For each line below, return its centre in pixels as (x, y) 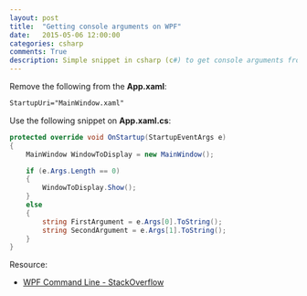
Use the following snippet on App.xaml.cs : (90, 121)
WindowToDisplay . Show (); (90, 188)
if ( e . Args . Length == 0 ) (73, 171)
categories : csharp (47, 43)
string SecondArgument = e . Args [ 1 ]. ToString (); (134, 230)
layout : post (34, 18)
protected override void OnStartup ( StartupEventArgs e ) (118, 137)
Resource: (29, 265)
